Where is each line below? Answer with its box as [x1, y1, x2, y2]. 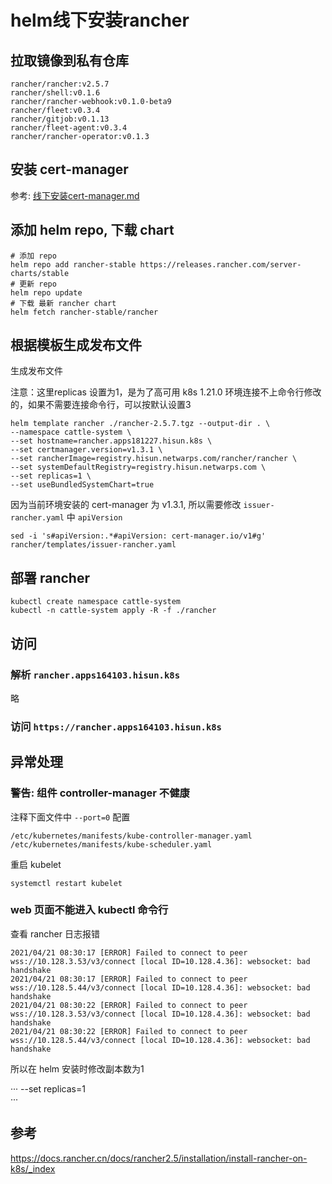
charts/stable [10, 268, 70, 278]
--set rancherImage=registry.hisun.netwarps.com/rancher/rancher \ [10, 454, 298, 464]
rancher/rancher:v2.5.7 [10, 79, 110, 89]
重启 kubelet [10, 858, 62, 870]
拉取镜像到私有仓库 [10, 52, 129, 69]
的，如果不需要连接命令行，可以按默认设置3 [10, 399, 192, 411]
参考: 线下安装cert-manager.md [10, 189, 140, 201]
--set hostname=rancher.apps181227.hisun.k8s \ [10, 436, 213, 446]
